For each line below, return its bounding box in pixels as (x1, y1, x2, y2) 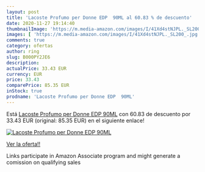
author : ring (6, 49, 40, 55)
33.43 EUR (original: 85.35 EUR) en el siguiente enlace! (6, 117, 145, 124)
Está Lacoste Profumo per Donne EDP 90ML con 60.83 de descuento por (6, 110, 191, 117)
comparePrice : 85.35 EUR (6, 83, 70, 89)
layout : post (6, 9, 40, 15)
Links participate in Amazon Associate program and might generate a (6, 152, 181, 159)
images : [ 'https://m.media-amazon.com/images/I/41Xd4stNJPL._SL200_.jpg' (6, 32, 201, 38)
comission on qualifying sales (6, 159, 81, 166)
